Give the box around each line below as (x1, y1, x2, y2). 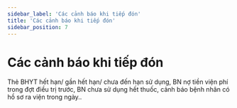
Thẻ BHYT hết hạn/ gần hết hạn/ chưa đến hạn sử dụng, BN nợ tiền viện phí (7, 77, 228, 86)
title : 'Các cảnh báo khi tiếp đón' (7, 17, 116, 24)
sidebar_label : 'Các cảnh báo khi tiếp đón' (7, 10, 141, 18)
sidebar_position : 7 (7, 23, 69, 31)
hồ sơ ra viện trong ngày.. (7, 93, 82, 102)
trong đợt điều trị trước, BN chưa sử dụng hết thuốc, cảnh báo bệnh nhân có (7, 85, 230, 94)
